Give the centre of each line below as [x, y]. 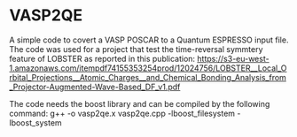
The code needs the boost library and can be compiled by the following [140, 103]
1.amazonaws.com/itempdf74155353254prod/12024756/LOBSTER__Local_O [148, 68]
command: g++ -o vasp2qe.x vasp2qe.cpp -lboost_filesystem [122, 113]
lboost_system [35, 122]
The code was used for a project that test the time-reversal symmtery [136, 49]
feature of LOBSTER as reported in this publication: [102, 58]
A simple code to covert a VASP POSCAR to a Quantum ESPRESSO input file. [149, 40]
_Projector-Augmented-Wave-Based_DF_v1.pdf [95, 87]
